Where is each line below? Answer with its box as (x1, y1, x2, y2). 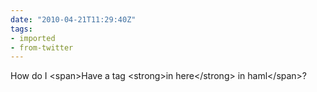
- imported (10, 33, 56, 43)
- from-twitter (10, 42, 74, 53)
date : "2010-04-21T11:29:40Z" (10, 14, 137, 25)
